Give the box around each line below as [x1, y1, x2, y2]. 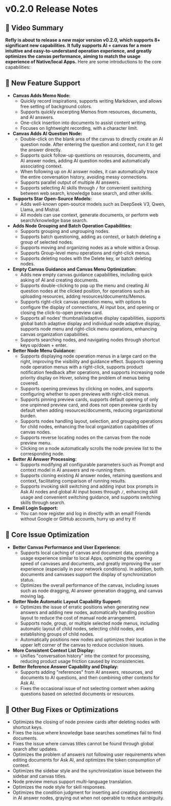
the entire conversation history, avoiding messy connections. [20, 174, 148, 180]
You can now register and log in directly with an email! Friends [20, 510, 151, 516]
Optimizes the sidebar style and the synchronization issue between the [12, 768, 162, 774]
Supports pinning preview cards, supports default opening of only [20, 396, 159, 402]
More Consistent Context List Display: [12, 647, 95, 653]
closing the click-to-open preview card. [20, 310, 103, 316]
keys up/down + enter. [20, 342, 68, 348]
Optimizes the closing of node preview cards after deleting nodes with [12, 719, 160, 725]
